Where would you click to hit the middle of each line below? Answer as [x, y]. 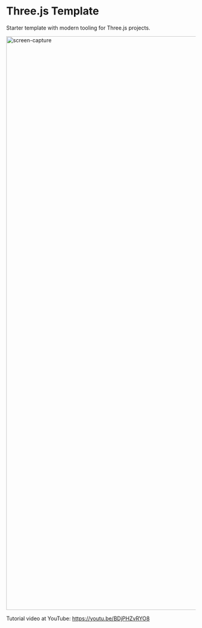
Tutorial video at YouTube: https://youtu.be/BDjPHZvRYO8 [78, 618]
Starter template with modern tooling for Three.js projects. [78, 28]
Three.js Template [53, 11]
